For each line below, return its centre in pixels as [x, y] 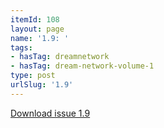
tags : [21, 47]
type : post [33, 76]
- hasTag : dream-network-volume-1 [82, 66]
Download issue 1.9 [50, 113]
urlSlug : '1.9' [42, 85]
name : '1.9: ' [40, 38]
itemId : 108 [35, 19]
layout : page [37, 29]
